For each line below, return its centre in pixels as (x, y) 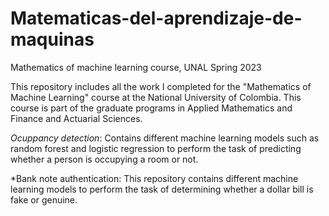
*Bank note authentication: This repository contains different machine (154, 178)
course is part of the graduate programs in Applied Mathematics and (151, 108)
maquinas (52, 39)
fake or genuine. (44, 199)
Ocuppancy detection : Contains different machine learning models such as (165, 138)
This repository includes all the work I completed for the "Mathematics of (161, 86)
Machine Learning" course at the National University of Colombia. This (156, 97)
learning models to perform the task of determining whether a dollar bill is (162, 189)
